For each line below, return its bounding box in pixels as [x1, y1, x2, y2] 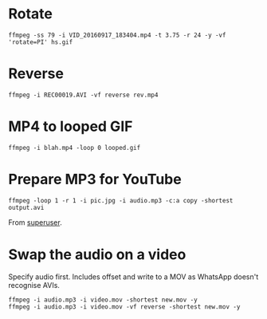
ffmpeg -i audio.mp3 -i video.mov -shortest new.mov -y [8, 296, 198, 304]
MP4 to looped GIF [8, 117, 133, 136]
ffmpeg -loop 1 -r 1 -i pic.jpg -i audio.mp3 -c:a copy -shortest [8, 196, 234, 204]
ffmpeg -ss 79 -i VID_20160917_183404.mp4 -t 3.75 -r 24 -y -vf [8, 31, 226, 39]
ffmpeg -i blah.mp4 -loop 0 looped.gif [8, 144, 141, 152]
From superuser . [8, 217, 62, 227]
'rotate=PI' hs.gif [8, 37, 73, 46]
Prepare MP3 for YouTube [8, 171, 182, 188]
